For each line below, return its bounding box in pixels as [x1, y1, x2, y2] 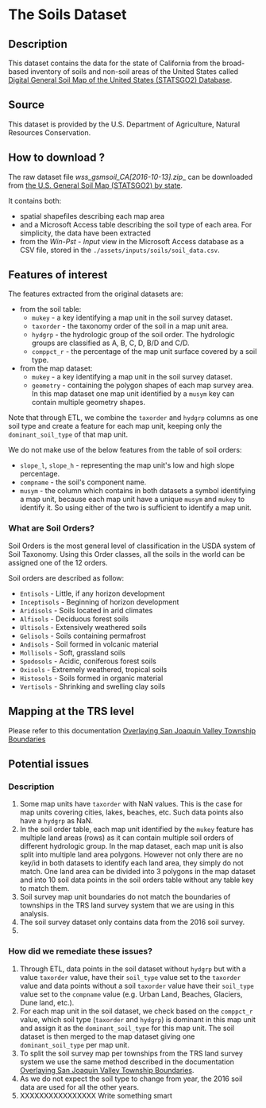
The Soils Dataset [8, 6, 127, 24]
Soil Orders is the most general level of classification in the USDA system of [8, 541, 256, 550]
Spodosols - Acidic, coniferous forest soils [19, 656, 156, 666]
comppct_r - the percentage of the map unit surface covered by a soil [31, 347, 257, 356]
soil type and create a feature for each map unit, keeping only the [8, 422, 222, 431]
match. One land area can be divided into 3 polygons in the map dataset [19, 867, 256, 877]
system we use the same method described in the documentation [19, 1056, 234, 1067]
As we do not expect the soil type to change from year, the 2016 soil [19, 1074, 243, 1083]
